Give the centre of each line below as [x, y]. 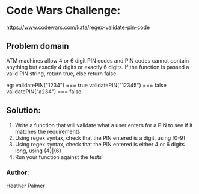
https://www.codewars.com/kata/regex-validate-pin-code [78, 27]
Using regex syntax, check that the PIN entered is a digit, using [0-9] [100, 138]
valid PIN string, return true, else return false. [62, 74]
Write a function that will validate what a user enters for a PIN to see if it [104, 125]
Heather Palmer [26, 186]
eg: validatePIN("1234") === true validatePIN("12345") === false [87, 85]
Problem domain [38, 46]
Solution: [23, 111]
